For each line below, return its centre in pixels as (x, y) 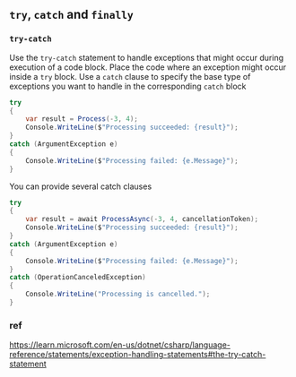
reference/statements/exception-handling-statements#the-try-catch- (138, 355)
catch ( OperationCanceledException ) (78, 278)
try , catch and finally (71, 15)
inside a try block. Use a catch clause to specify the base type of (130, 76)
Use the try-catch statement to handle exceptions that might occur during (147, 57)
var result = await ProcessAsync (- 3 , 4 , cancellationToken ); (142, 219)
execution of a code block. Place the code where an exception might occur (148, 67)
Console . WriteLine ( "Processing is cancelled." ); (118, 295)
